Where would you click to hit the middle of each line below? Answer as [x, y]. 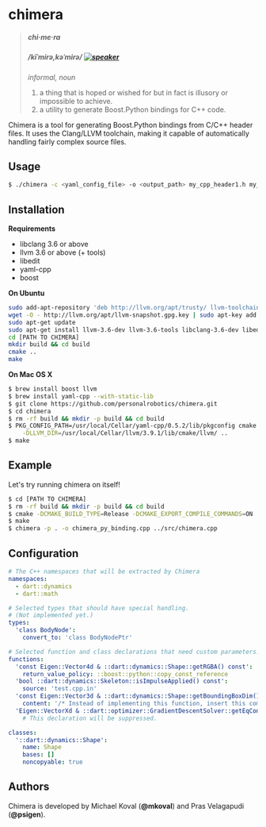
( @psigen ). [27, 814]
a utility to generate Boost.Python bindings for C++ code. [133, 110]
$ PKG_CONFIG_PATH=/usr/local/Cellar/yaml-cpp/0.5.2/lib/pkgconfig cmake [133, 426]
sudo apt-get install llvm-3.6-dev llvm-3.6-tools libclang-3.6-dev [123, 330]
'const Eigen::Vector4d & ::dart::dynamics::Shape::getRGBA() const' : [134, 667]
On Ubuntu [27, 293]
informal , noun [51, 77]
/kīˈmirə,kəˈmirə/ [55, 57]
